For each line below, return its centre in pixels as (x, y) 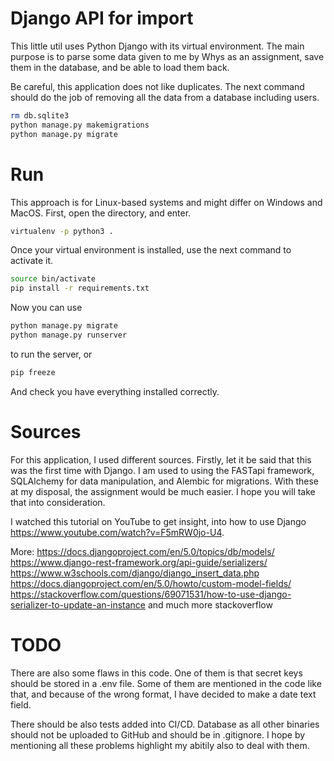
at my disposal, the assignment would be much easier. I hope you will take (163, 491)
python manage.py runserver (69, 335)
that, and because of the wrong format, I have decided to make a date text (163, 694)
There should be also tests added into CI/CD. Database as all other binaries (165, 724)
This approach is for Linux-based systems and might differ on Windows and (166, 202)
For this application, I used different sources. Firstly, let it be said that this (161, 459)
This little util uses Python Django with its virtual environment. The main (157, 46)
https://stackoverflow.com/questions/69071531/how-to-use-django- (151, 594)
